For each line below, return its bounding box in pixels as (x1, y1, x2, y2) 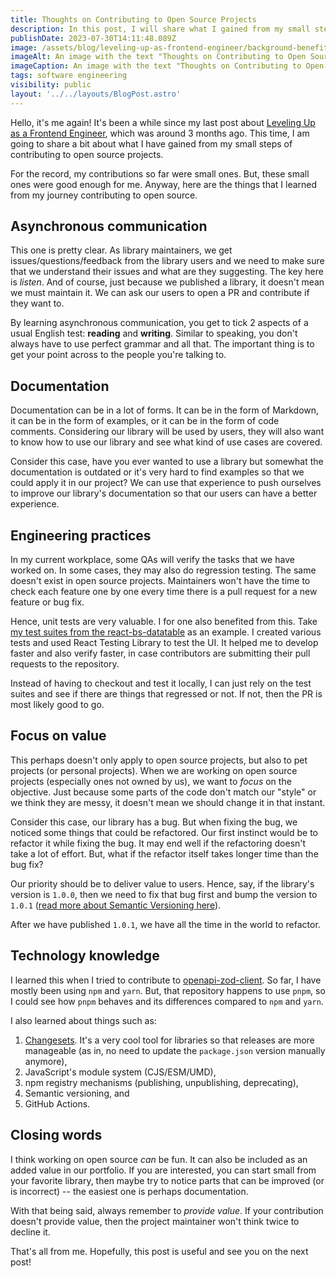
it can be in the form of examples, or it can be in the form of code (10, 415, 280, 427)
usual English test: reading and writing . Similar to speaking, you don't (10, 327, 298, 340)
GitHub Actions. (24, 1097, 91, 1110)
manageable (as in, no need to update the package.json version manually (24, 1044, 326, 1056)
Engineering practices (10, 527, 152, 544)
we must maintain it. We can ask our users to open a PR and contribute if (10, 287, 310, 299)
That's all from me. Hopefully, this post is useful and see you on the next (10, 1245, 309, 1257)
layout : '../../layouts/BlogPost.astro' (10, 89, 182, 99)
